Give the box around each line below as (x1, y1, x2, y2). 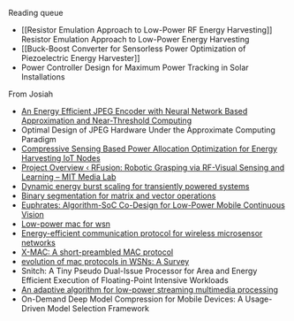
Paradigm (20, 134, 57, 144)
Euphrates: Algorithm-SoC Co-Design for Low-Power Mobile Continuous (20, 200, 286, 210)
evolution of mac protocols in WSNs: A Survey (20, 256, 190, 266)
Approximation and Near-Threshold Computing (20, 115, 192, 126)
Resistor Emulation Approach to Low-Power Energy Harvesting (20, 34, 250, 44)
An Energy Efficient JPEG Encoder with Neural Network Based (20, 106, 248, 116)
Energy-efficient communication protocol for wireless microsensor (20, 228, 263, 238)
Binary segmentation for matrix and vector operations (20, 190, 216, 201)
